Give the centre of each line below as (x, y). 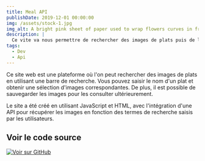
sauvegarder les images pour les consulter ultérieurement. (80, 94)
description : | (26, 35)
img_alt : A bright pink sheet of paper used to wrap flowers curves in (99, 29)
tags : (13, 46)
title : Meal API (27, 12)
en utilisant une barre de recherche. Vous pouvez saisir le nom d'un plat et (100, 81)
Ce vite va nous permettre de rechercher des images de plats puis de (103, 40)
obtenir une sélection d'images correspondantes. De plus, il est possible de (101, 87)
